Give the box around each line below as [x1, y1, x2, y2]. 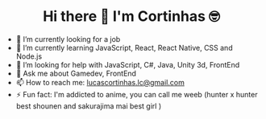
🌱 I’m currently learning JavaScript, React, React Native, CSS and [15, 43, 233, 52]
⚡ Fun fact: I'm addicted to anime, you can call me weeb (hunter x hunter [15, 89, 258, 99]
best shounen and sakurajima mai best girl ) [15, 101, 162, 111]
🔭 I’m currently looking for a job [15, 34, 121, 43]
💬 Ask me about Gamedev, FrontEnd [15, 68, 137, 78]
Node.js [15, 51, 43, 61]
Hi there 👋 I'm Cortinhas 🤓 [43, 7, 220, 26]
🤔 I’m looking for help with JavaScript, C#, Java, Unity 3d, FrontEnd [15, 59, 240, 69]
